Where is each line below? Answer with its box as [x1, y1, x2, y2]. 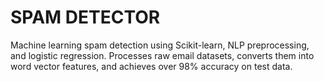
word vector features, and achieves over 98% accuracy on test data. [10, 60, 293, 72]
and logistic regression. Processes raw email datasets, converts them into [10, 49, 315, 61]
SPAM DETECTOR [10, 6, 161, 29]
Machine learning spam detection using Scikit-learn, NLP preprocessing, [10, 39, 310, 51]
